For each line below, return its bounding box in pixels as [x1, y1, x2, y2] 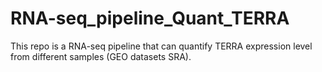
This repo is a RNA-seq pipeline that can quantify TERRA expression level [10, 40, 313, 52]
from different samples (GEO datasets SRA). [10, 50, 192, 62]
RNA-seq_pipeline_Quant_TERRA [10, 7, 290, 30]
